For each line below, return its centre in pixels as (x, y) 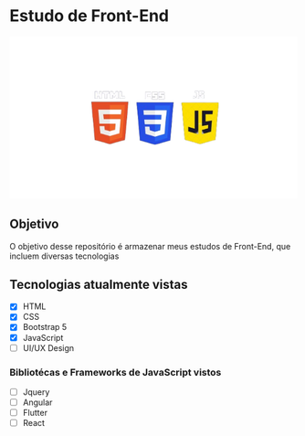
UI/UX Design (48, 347)
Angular (37, 402)
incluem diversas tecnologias (64, 256)
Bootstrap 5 (45, 327)
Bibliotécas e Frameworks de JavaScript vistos (116, 372)
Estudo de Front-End (89, 16)
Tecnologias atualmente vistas (99, 284)
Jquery (36, 392)
